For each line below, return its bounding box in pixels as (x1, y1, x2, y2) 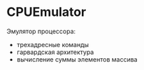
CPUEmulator (6, 4, 87, 20)
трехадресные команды (16, 40, 89, 49)
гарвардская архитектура (16, 48, 94, 56)
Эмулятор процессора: (6, 27, 76, 35)
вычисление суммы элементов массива (16, 55, 138, 63)
